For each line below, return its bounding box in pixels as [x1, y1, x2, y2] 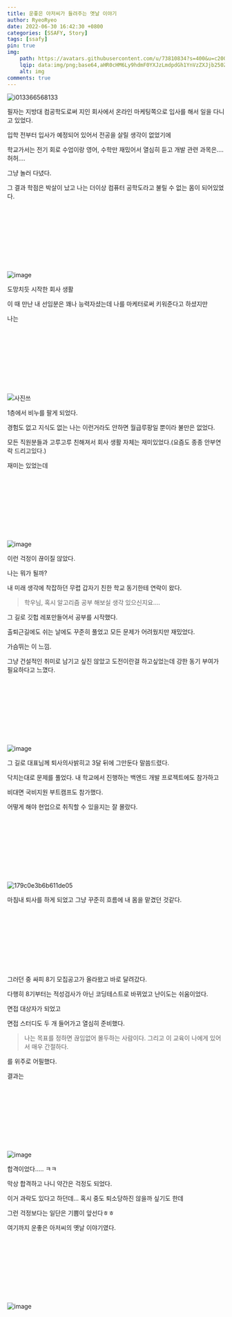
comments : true [7, 74, 51, 82]
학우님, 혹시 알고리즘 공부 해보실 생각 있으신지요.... [23, 599, 161, 607]
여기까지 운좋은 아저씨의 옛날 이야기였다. [7, 1224, 116, 1232]
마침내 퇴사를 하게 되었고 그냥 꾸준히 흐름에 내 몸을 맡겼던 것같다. [7, 896, 182, 904]
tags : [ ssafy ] [7, 36, 48, 43]
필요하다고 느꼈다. [7, 666, 56, 674]
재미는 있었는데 [7, 461, 48, 470]
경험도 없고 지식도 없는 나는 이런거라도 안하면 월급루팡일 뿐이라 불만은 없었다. [7, 423, 215, 432]
